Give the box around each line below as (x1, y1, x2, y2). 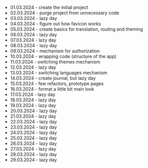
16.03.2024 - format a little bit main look (10, 86, 94, 92)
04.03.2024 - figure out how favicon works (10, 20, 101, 27)
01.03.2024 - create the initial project (10, 5, 88, 10)
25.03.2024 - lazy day (10, 135, 57, 141)
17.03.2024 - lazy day (10, 92, 56, 97)
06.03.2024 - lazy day (10, 32, 57, 37)
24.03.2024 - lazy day (10, 130, 57, 135)
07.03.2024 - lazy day (10, 37, 57, 43)
